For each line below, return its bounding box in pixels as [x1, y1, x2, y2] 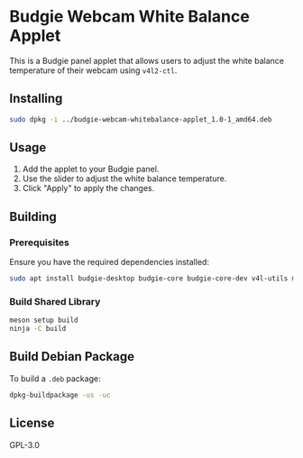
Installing [9, 91, 63, 106]
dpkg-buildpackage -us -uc [9, 390, 111, 399]
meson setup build [9, 316, 78, 325]
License [9, 416, 55, 431]
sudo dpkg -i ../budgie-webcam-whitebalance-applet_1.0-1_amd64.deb [9, 114, 272, 124]
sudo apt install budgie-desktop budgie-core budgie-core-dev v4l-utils [9, 274, 289, 283]
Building [9, 209, 57, 224]
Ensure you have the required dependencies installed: [9, 257, 210, 268]
